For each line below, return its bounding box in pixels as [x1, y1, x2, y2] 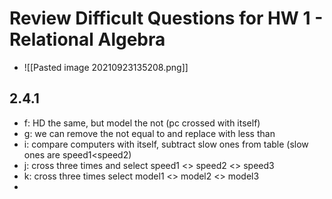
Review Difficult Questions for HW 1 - [9, 7, 324, 30]
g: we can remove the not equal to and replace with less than [23, 127, 276, 139]
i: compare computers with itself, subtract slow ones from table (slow [23, 138, 309, 150]
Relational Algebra [9, 28, 166, 51]
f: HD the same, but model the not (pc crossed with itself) [23, 117, 261, 129]
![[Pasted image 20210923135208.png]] [23, 61, 189, 73]
